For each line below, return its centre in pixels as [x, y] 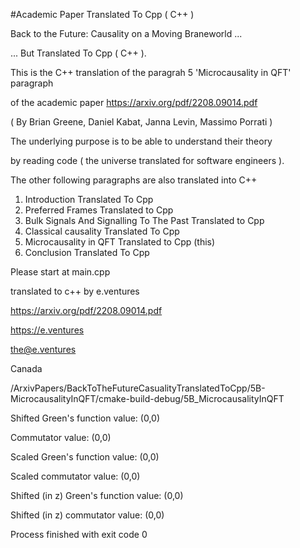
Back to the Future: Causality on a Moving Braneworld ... [126, 33]
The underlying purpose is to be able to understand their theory [141, 141]
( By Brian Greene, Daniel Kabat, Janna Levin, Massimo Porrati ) [141, 122]
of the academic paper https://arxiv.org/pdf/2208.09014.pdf [134, 102]
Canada [26, 368]
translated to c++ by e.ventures [75, 291]
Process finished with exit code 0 [79, 534]
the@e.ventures [43, 349]
